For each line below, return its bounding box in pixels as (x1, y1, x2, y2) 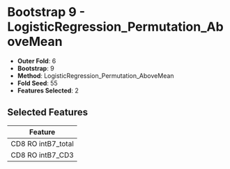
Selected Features (7, 106, 89, 118)
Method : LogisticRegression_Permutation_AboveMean (17, 71, 174, 80)
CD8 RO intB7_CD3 (10, 150, 75, 160)
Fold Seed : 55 (17, 79, 58, 87)
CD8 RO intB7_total (10, 138, 75, 148)
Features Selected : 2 (17, 86, 79, 95)
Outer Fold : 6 (17, 56, 56, 65)
